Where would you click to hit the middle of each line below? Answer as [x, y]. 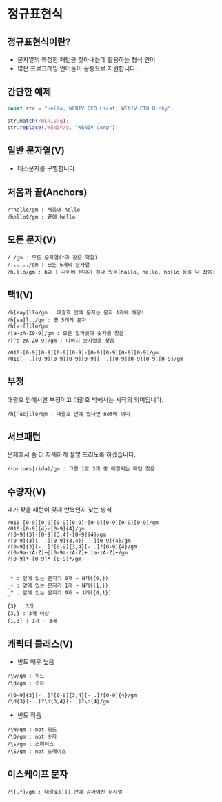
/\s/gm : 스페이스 [31, 744]
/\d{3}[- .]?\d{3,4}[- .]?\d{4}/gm [58, 701]
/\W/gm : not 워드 [32, 729]
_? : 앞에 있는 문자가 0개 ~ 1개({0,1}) [59, 593]
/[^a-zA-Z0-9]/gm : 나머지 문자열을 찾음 [61, 341]
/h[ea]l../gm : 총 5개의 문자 [47, 320]
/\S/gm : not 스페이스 [37, 751]
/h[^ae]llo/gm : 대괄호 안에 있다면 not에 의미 [69, 414]
